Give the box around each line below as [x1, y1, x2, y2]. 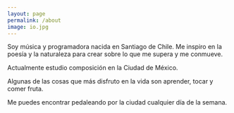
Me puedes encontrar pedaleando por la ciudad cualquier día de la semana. [7, 98, 228, 107]
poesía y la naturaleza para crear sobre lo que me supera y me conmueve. [7, 50, 223, 58]
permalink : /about [7, 17, 61, 24]
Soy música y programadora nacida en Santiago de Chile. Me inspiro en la [7, 43, 222, 51]
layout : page [7, 10, 46, 18]
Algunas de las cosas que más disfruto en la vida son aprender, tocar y [7, 77, 214, 86]
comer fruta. [7, 85, 44, 93]
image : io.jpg [7, 23, 49, 30]
